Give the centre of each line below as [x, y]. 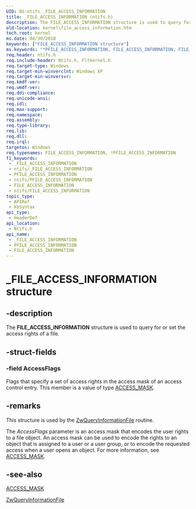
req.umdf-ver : [23, 88]
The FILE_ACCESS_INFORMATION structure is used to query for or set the [96, 327]
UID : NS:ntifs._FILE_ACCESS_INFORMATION [56, 11]
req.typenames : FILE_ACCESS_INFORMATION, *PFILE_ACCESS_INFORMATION [91, 153]
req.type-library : [28, 126]
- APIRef [19, 202]
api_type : [18, 213]
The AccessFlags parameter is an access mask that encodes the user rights [97, 431]
